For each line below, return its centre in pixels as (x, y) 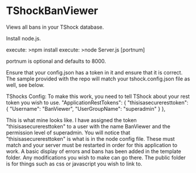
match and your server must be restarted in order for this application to (92, 145)
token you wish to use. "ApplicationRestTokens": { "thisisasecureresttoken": (97, 102)
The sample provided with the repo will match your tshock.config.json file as (98, 79)
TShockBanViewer (52, 11)
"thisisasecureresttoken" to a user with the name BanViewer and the (88, 126)
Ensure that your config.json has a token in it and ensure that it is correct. (94, 72)
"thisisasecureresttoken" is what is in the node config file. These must (90, 138)
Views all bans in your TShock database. (55, 27)
